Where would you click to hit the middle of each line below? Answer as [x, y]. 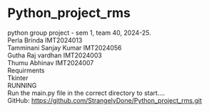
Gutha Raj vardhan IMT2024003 [55, 55]
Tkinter [18, 78]
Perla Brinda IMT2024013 [45, 40]
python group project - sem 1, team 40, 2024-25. [80, 33]
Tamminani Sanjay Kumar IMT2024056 [65, 47]
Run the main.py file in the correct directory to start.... [86, 93]
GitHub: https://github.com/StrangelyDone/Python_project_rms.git [104, 100]
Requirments [26, 70]
